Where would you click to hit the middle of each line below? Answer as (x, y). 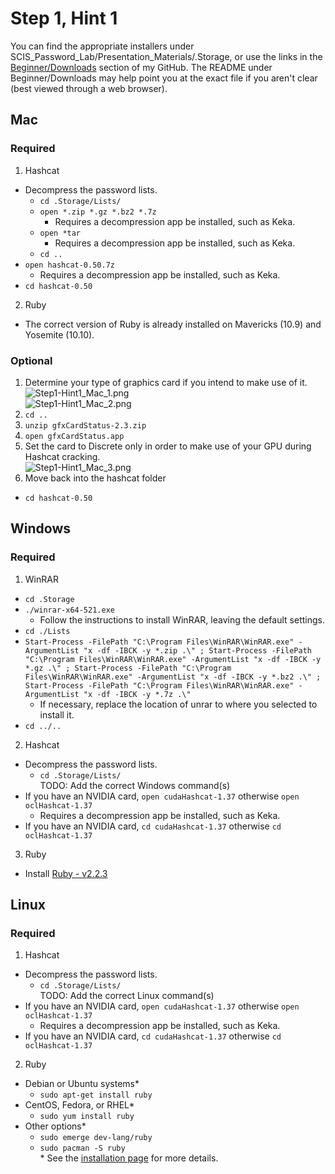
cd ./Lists (47, 631)
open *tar (60, 233)
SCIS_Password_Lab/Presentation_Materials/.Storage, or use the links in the (166, 56)
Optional (31, 360)
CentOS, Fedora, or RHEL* (79, 1105)
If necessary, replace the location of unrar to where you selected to (178, 704)
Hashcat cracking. (62, 456)
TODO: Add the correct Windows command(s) (135, 785)
